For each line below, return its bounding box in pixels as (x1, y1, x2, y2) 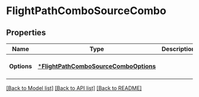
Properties (6, 28, 46, 38)
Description (162, 45, 195, 53)
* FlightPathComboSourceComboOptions (37, 62, 156, 70)
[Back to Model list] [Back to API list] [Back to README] (6, 85, 142, 92)
